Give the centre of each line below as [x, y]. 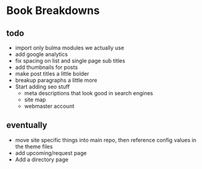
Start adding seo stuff [42, 87]
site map [35, 99]
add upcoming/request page [51, 153]
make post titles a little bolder [52, 74]
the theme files [34, 146]
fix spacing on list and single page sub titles [70, 61]
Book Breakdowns [53, 11]
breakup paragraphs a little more [56, 80]
